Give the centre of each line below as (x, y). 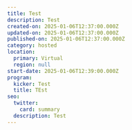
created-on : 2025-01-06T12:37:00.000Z (63, 26)
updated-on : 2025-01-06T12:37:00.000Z (63, 33)
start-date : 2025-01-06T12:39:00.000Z (63, 71)
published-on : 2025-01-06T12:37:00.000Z (66, 39)
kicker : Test (32, 84)
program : (20, 77)
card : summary (40, 109)
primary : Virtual (38, 58)
